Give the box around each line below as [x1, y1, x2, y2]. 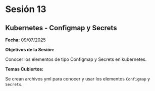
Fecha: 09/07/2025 [5, 37, 46, 43]
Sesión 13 [5, 4, 46, 15]
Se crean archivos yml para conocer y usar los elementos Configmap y [5, 76, 150, 81]
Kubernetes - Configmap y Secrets [5, 24, 117, 32]
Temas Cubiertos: [5, 66, 44, 72]
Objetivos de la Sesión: [5, 47, 55, 52]
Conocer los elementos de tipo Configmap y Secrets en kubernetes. [5, 56, 147, 62]
